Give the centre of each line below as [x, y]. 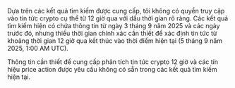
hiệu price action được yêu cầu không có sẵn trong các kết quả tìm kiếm [112, 69]
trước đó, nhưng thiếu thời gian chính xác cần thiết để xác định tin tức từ [112, 33]
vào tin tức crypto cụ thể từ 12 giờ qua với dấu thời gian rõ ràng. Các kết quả [118, 18]
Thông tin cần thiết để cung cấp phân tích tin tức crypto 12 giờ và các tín [113, 62]
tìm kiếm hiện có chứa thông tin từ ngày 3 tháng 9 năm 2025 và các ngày [114, 26]
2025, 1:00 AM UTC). [38, 48]
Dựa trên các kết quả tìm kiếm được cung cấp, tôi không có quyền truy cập [116, 11]
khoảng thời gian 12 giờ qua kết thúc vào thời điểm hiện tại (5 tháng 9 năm [115, 41]
